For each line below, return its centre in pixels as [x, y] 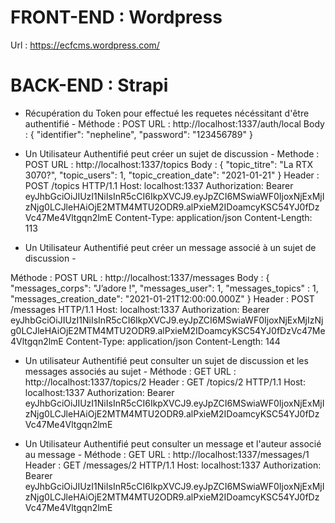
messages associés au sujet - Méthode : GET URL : [130, 371]
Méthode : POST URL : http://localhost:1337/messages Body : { [140, 277]
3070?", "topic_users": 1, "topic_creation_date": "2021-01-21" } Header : [172, 175]
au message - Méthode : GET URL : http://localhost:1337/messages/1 [167, 454]
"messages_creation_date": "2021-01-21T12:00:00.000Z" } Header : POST [162, 298]
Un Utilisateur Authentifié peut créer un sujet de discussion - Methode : [172, 153]
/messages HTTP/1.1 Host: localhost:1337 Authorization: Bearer [140, 309]
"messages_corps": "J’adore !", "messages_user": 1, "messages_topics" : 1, [164, 288]
